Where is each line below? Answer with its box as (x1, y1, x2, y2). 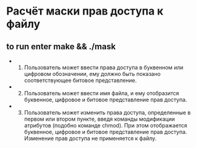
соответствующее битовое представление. (24, 77, 137, 84)
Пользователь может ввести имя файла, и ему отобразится (24, 90, 179, 96)
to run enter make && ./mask (6, 41, 116, 52)
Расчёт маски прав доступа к (6, 4, 164, 18)
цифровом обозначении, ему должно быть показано (24, 70, 161, 77)
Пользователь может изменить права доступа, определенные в (24, 109, 191, 116)
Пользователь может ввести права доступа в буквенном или (24, 64, 184, 71)
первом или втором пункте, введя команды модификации (24, 115, 175, 123)
